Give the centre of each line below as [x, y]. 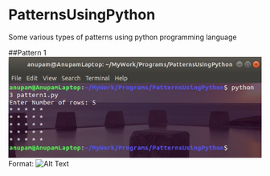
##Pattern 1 [27, 52]
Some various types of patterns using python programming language [123, 37]
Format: [21, 163]
